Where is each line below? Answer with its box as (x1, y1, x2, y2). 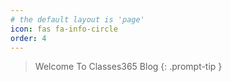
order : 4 (10, 33, 47, 43)
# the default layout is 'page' (10, 14, 145, 25)
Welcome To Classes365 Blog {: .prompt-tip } (34, 61, 223, 73)
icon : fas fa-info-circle (10, 24, 118, 34)
